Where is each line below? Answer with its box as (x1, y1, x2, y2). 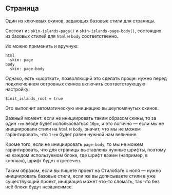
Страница (5, 4, 40, 13)
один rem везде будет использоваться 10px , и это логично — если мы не (5, 120, 164, 126)
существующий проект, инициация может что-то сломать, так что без (5, 178, 160, 184)
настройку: (5, 86, 30, 92)
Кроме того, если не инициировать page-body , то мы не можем (5, 141, 144, 147)
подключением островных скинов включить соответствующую (5, 80, 146, 86)
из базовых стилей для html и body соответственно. (5, 33, 119, 39)
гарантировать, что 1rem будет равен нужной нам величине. (5, 131, 138, 137)
